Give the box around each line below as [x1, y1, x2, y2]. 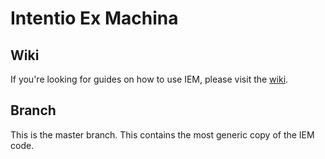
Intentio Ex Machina [10, 7, 179, 30]
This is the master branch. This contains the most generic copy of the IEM [10, 128, 315, 141]
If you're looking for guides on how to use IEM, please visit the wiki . [10, 73, 289, 85]
